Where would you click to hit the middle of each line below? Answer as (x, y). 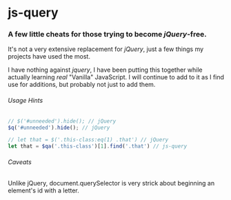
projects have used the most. (49, 57)
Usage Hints (26, 101)
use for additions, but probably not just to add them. (82, 85)
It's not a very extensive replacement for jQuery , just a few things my (106, 49)
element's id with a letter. (44, 190)
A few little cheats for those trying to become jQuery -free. (107, 34)
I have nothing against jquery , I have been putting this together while (105, 70)
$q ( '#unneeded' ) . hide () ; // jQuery (59, 128)
